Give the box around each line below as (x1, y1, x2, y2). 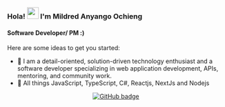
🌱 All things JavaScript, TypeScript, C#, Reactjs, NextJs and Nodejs (17, 79, 210, 87)
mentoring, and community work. (17, 72, 112, 80)
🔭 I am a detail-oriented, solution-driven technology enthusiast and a (17, 57, 213, 65)
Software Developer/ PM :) (7, 28, 85, 37)
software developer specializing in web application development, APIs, (17, 64, 219, 73)
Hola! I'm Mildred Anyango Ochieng (7, 11, 143, 21)
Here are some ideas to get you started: (7, 44, 121, 52)
